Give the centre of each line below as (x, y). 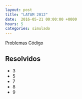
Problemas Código (24, 43)
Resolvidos (23, 59)
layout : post (19, 10)
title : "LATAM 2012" (27, 15)
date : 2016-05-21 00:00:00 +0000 (41, 19)
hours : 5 (14, 24)
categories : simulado (28, 29)
